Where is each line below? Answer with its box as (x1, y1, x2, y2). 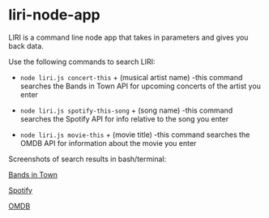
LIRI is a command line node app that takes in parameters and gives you (8, 32, 249, 42)
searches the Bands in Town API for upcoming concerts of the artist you (19, 81, 262, 91)
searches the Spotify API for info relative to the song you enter (19, 113, 229, 123)
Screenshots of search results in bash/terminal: (8, 154, 167, 164)
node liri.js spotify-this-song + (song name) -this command (19, 105, 233, 115)
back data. (8, 41, 45, 50)
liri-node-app (8, 6, 100, 24)
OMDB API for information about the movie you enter (19, 138, 197, 147)
